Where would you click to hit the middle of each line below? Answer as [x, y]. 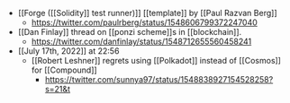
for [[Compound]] [64, 70]
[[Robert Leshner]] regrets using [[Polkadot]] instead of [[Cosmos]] [156, 60]
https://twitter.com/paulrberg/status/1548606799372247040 [145, 22]
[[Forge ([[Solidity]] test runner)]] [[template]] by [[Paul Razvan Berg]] [147, 13]
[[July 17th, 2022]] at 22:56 [68, 51]
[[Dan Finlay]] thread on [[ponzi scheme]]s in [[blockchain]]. [130, 32]
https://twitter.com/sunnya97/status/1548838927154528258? [159, 79]
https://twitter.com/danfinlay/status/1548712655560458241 [141, 41]
